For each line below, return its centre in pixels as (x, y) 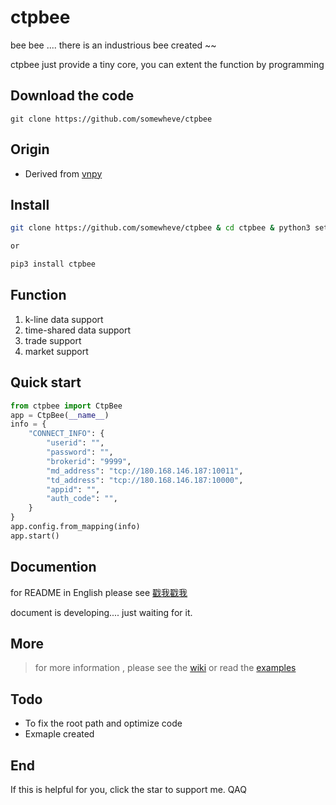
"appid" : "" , (73, 489)
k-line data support (64, 319)
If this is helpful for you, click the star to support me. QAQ (128, 789)
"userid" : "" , (75, 443)
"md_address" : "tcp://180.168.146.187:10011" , (145, 471)
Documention (53, 567)
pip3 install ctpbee (53, 264)
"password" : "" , (80, 452)
